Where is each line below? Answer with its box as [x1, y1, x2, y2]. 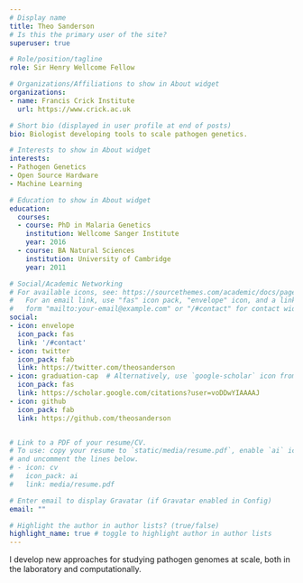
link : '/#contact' [17, 338, 87, 347]
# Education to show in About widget [9, 195, 151, 204]
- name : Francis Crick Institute [9, 96, 135, 105]
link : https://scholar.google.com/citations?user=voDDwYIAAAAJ [17, 389, 260, 398]
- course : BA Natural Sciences [17, 246, 135, 255]
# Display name [9, 13, 67, 23]
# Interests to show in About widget [9, 146, 151, 155]
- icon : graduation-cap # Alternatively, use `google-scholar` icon [9, 371, 277, 381]
